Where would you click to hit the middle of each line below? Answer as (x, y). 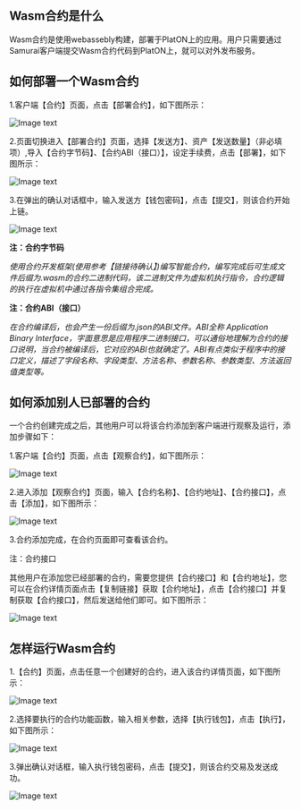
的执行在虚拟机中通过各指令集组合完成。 (84, 288)
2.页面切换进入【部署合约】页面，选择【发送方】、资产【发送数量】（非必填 (146, 141)
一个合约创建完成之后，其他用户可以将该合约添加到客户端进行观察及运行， (146, 426)
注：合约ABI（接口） (47, 308)
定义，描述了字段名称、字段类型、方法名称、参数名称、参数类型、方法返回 (154, 360)
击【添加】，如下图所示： (54, 503)
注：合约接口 (33, 558)
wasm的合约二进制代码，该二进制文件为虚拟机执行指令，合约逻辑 (163, 277)
